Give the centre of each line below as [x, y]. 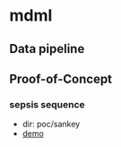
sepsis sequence [47, 104]
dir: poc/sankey [51, 124]
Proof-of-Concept [61, 78]
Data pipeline [47, 49]
